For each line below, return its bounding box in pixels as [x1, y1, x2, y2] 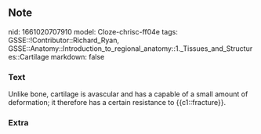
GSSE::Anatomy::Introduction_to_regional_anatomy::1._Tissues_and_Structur [8, 43, 253, 53]
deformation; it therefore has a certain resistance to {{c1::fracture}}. [8, 98, 227, 107]
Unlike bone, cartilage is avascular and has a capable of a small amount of [8, 89, 248, 99]
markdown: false [50, 52, 105, 61]
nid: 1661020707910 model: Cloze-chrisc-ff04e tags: [8, 27, 178, 36]
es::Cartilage [8, 52, 49, 61]
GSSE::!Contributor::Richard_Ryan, [8, 35, 120, 45]
